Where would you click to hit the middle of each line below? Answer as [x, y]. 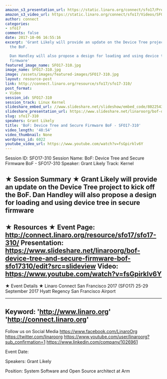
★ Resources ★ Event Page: [50, 227]
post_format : [19, 88]
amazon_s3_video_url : [28, 14]
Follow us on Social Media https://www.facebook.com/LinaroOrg [71, 332]
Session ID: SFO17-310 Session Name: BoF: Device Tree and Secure [75, 158]
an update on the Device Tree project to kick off [80, 187]
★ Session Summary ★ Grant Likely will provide [81, 179]
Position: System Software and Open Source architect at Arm [68, 371]
